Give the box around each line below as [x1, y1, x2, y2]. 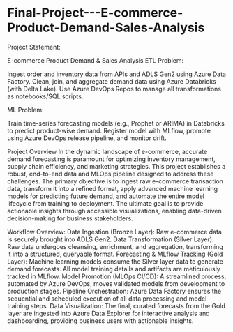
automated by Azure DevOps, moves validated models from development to [7, 279, 225, 287]
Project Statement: [7, 43, 61, 51]
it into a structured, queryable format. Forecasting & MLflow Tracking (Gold [7, 250, 223, 258]
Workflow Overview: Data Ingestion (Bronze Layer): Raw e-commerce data [7, 227, 222, 236]
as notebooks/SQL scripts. [7, 92, 84, 100]
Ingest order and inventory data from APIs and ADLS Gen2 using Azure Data [7, 70, 227, 78]
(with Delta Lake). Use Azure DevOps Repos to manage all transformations [7, 84, 222, 93]
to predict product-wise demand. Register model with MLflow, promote [7, 126, 211, 135]
